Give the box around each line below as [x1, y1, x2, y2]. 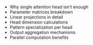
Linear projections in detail [9, 14, 63, 20]
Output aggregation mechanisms [9, 30, 76, 35]
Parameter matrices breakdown [9, 9, 73, 15]
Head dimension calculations [9, 19, 68, 25]
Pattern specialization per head [9, 24, 73, 30]
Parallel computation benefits [9, 34, 69, 40]
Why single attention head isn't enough [9, 4, 89, 10]
